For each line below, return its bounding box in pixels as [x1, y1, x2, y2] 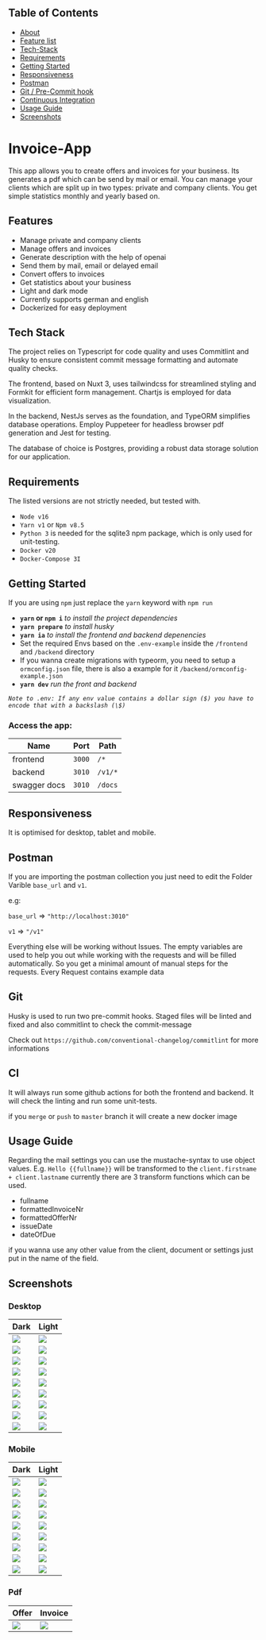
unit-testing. [19, 537, 60, 546]
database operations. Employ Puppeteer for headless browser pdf [8, 420, 225, 430]
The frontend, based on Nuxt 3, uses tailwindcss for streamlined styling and [8, 379, 256, 388]
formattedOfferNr [19, 1213, 77, 1222]
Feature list [19, 36, 57, 45]
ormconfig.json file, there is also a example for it [19, 664, 179, 673]
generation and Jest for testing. [8, 428, 111, 438]
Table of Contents [8, 6, 99, 20]
